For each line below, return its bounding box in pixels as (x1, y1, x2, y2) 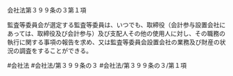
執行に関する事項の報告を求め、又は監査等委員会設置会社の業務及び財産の (7, 38, 220, 46)
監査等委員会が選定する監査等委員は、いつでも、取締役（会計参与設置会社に (7, 21, 226, 29)
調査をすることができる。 (19, 47, 92, 55)
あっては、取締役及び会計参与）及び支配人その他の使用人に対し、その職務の (7, 30, 226, 37)
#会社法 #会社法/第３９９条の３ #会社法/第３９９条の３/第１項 (7, 61, 187, 69)
